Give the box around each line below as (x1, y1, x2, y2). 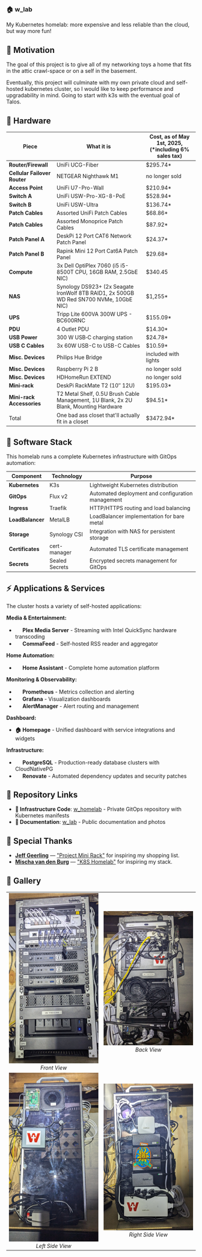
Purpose (130, 473, 152, 480)
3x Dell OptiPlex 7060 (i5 (56, 262, 120, 269)
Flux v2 (49, 493, 68, 500)
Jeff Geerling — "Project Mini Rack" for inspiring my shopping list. (14, 852, 180, 859)
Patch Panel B (8, 250, 44, 257)
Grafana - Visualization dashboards (22, 695, 111, 702)
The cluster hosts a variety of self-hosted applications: (6, 602, 142, 609)
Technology (52, 473, 82, 480)
